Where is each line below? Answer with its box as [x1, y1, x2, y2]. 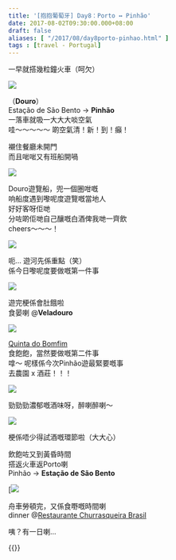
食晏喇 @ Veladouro [8, 308, 73, 318]
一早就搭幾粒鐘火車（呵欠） [8, 65, 100, 74]
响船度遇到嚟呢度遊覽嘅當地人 [8, 194, 106, 204]
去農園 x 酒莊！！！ [8, 369, 72, 378]
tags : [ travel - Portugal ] [8, 42, 102, 50]
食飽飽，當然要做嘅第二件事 [8, 349, 100, 358]
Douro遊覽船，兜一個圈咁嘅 [8, 184, 99, 194]
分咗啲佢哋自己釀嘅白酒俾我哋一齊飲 [8, 214, 127, 224]
